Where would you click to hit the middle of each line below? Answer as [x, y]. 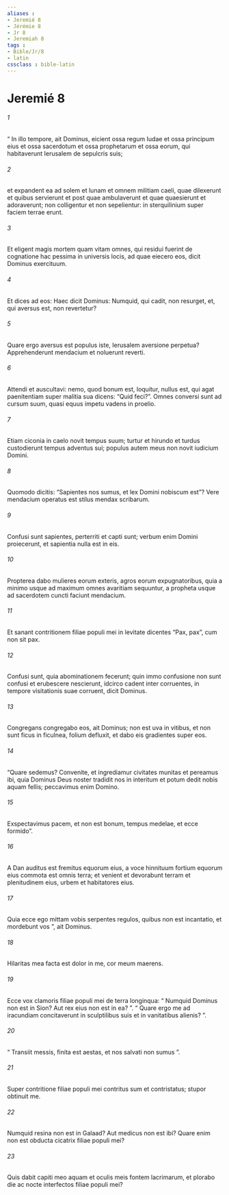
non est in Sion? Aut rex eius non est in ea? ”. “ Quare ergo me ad [99, 1008]
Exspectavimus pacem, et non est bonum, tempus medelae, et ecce [103, 823]
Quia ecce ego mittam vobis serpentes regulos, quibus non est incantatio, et [114, 919]
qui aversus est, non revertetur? [52, 308]
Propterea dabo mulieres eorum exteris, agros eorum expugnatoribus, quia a [115, 581]
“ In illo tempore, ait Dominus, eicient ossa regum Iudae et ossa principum [111, 139]
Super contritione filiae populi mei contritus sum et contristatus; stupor [107, 1089]
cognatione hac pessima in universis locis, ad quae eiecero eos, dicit [104, 256]
